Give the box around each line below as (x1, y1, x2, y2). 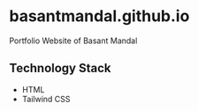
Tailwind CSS (21, 93, 71, 104)
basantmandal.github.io (9, 6, 190, 26)
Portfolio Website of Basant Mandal (9, 35, 138, 46)
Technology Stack (9, 61, 111, 76)
